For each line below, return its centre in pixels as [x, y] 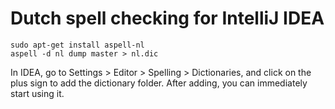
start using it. [37, 93]
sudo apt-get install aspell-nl [77, 45]
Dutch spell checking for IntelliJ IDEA [167, 18]
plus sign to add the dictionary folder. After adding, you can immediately [159, 83]
